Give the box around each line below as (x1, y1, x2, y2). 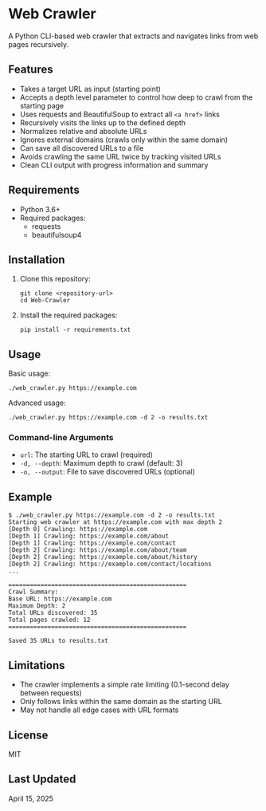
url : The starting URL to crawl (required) (19, 450, 154, 459)
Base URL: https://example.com (8, 595, 112, 603)
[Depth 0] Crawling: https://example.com (8, 526, 148, 533)
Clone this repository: (19, 274, 91, 284)
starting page (19, 100, 65, 110)
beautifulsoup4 (31, 230, 82, 239)
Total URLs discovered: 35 (8, 609, 98, 617)
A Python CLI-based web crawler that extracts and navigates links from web (8, 31, 259, 41)
